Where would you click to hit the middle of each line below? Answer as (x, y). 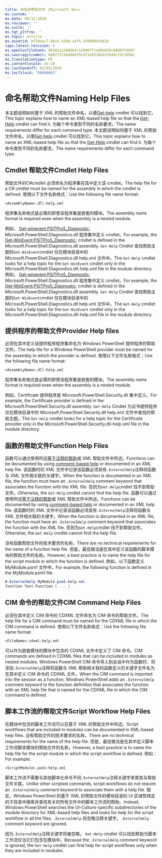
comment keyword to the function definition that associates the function (77, 684)
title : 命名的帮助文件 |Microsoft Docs (43, 9)
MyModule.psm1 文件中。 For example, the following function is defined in (78, 567)
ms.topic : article (23, 37)
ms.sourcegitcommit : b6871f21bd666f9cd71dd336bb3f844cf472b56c (70, 55)
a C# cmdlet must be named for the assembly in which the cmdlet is (73, 188)
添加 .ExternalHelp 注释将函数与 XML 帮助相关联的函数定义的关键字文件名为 (80, 668)
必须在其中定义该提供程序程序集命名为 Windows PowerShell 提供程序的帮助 (80, 344)
